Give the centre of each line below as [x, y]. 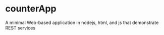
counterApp [31, 9]
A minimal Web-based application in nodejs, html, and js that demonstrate [82, 22]
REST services [20, 27]
